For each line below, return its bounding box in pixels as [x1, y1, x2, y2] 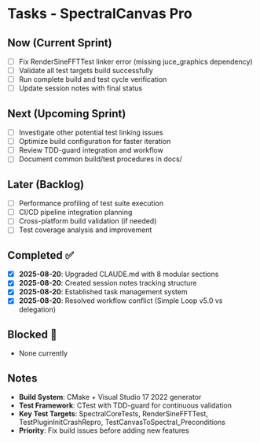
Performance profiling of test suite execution [18, 198, 164, 209]
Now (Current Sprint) [7, 36, 112, 50]
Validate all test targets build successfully [18, 66, 154, 76]
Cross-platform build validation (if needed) [18, 216, 157, 226]
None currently [18, 349, 68, 358]
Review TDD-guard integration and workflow [18, 146, 164, 155]
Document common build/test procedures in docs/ [18, 154, 182, 164]
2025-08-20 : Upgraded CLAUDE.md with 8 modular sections [18, 269, 219, 279]
